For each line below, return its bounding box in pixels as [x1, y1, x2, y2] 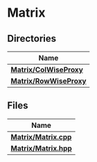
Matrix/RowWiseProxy [10, 76, 87, 86]
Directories [7, 33, 57, 44]
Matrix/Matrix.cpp [10, 132, 72, 142]
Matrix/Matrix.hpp [10, 143, 73, 153]
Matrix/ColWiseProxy [10, 65, 83, 74]
